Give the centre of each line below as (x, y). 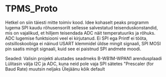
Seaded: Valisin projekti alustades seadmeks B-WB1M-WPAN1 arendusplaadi (83, 58)
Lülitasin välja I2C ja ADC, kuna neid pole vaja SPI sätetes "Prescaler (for (80, 64)
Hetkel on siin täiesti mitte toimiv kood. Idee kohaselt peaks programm (77, 22)
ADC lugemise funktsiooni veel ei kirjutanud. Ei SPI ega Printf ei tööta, (76, 38)
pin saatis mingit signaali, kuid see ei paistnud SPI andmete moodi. (73, 49)
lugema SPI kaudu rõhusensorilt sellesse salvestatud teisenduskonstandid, (82, 27)
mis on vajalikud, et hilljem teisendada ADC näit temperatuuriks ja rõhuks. (80, 33)
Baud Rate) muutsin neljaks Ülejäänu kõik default (55, 69)
